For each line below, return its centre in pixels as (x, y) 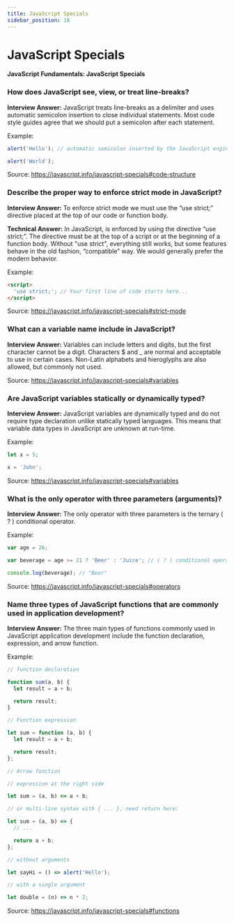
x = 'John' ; (24, 467)
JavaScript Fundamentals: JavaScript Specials (76, 74)
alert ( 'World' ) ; (31, 161)
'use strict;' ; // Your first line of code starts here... (101, 291)
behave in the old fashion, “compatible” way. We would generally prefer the (115, 251)
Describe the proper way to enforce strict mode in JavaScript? (115, 193)
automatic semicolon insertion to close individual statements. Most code (111, 115)
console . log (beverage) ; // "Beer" (57, 573)
